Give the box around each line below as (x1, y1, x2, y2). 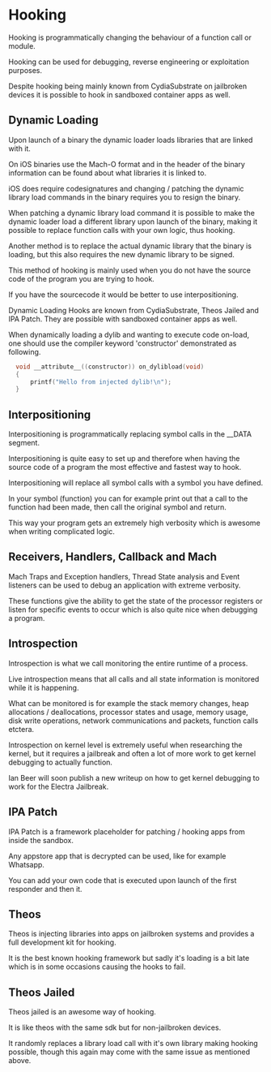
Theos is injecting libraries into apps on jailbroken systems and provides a (8, 929, 255, 939)
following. (8, 347, 41, 356)
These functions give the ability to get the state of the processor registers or (8, 596, 263, 605)
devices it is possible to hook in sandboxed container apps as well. (8, 89, 231, 99)
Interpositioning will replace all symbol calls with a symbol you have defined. (8, 478, 264, 488)
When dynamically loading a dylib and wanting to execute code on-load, (8, 329, 250, 339)
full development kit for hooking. (8, 937, 116, 947)
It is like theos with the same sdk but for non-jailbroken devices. (8, 1022, 222, 1032)
